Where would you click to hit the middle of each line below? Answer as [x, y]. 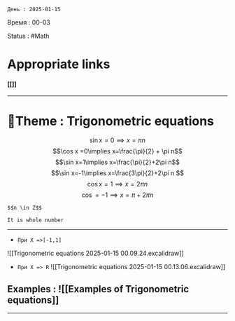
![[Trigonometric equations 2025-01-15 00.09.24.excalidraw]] [95, 253]
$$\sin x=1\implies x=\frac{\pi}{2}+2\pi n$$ [117, 162]
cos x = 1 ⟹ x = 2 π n [117, 184]
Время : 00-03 [29, 22]
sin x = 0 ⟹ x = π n [117, 140]
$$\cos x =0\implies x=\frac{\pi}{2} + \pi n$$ [117, 151]
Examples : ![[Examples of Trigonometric [98, 289]
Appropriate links [59, 64]
